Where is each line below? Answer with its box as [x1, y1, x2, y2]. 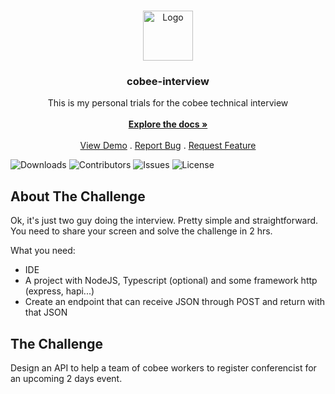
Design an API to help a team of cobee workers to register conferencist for [10, 361, 317, 374]
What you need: [10, 245, 76, 257]
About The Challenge [10, 188, 146, 205]
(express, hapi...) [24, 285, 95, 297]
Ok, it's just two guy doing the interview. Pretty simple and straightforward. [10, 215, 319, 227]
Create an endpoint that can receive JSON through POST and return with [24, 296, 326, 308]
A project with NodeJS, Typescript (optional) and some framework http [24, 275, 318, 287]
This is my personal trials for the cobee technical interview [47, 97, 289, 109]
